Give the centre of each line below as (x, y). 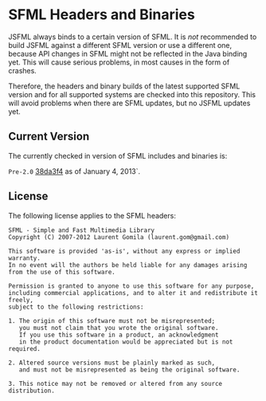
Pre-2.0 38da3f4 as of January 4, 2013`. (74, 171)
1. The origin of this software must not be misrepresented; (112, 320)
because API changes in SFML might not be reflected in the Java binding (128, 53)
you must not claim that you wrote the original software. (119, 328)
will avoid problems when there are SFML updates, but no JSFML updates (129, 103)
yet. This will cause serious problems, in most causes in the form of (119, 62)
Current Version (49, 137)
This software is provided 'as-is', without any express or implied (124, 251)
